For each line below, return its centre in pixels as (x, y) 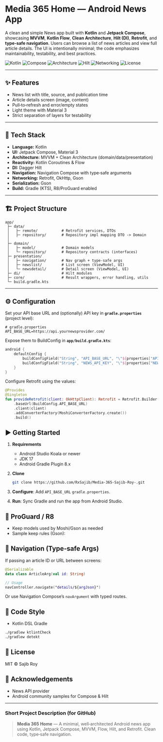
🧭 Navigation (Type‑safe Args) (52, 549)
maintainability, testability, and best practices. (51, 53)
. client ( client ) (30, 408)
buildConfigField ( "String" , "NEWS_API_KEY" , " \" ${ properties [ (87, 363)
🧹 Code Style (25, 612)
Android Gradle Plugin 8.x (45, 464)
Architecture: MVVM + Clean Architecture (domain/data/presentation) (82, 157)
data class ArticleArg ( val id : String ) (45, 574)
